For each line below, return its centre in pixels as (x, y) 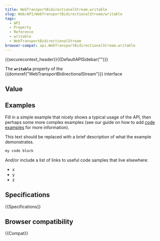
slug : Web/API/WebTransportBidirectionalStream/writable (64, 14)
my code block (19, 151)
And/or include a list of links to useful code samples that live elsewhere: (77, 160)
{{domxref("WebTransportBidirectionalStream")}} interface (64, 74)
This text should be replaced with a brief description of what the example (78, 136)
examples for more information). (37, 127)
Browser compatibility (39, 221)
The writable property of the (34, 69)
